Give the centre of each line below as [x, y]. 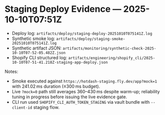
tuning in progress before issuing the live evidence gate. [69, 97]
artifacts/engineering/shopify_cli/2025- [112, 58]
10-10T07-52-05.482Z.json [39, 53]
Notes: [11, 71]
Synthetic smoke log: [33, 38]
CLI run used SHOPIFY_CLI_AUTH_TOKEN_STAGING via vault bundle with [81, 102]
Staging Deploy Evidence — [63, 9]
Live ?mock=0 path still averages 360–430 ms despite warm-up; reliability [86, 91]
